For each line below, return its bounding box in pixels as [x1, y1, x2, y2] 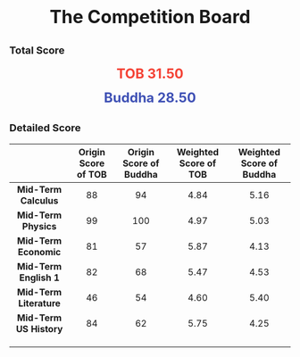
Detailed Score [9, 121, 81, 135]
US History [15, 322, 63, 335]
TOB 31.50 [115, 65, 185, 82]
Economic [17, 245, 62, 258]
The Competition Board [49, 5, 251, 29]
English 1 [19, 271, 60, 284]
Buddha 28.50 [104, 89, 196, 106]
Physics [21, 220, 57, 232]
